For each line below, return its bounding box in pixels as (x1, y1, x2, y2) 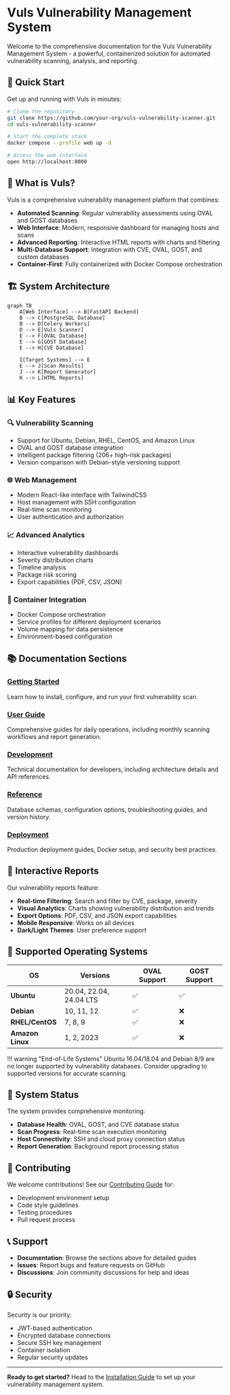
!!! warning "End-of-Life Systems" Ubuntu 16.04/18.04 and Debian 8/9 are (7, 1055, 215, 1063)
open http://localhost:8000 (7, 159, 88, 165)
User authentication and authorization (16, 513, 125, 521)
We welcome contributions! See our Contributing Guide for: (7, 1180, 175, 1188)
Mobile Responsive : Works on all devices (16, 918, 135, 927)
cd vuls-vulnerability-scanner (7, 121, 97, 128)
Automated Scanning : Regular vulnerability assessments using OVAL (16, 209, 214, 217)
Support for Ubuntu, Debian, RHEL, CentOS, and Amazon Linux (16, 436, 195, 445)
